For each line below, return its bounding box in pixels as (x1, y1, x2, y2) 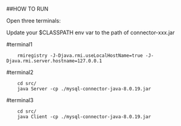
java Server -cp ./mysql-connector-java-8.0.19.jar (17, 86, 151, 92)
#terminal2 (6, 69, 34, 76)
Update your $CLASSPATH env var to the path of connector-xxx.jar (6, 29, 175, 36)
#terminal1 (6, 41, 32, 48)
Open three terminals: (6, 17, 61, 24)
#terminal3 (6, 97, 34, 103)
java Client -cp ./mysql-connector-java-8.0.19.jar (17, 114, 151, 120)
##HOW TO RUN (6, 6, 49, 12)
